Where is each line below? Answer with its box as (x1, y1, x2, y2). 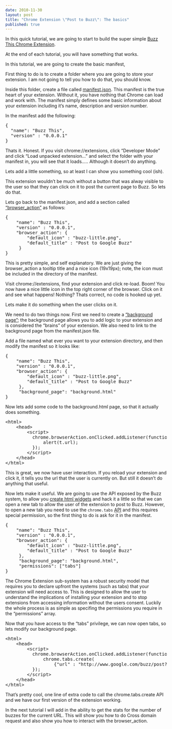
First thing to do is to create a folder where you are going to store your (5, 71, 154, 77)
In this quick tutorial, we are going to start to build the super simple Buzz (5, 36, 158, 42)
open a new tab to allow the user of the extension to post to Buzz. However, (5, 502, 165, 508)
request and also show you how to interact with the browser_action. (5, 718, 148, 724)
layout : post (5, 12, 33, 17)
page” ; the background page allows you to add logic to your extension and (5, 317, 162, 323)
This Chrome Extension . (5, 41, 56, 48)
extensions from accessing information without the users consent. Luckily (5, 600, 161, 606)
